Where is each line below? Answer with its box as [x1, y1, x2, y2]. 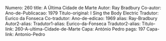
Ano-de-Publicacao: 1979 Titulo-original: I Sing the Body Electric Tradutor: [5, 10, 159, 16]
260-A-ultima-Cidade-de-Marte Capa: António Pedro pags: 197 [15, 26, 145, 32]
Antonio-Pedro [15, 31, 46, 37]
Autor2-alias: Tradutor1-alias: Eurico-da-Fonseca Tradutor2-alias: [5, 20, 141, 26]
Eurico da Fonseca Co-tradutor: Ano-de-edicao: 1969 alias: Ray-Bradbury [5, 15, 158, 21]
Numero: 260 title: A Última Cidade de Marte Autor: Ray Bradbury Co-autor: [5, 5, 161, 10]
